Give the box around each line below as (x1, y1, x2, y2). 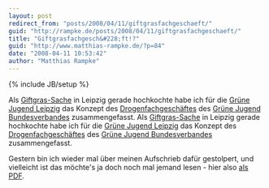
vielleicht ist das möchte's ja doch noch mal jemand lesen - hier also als (8, 162, 249, 172)
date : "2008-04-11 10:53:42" (8, 49, 107, 58)
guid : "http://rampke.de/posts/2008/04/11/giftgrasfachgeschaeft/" (8, 27, 242, 35)
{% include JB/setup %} (8, 79, 89, 89)
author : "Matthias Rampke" (8, 58, 100, 66)
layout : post (8, 11, 53, 20)
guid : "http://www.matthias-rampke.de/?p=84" (8, 42, 165, 50)
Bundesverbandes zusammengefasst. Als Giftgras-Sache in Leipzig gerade (8, 112, 260, 122)
